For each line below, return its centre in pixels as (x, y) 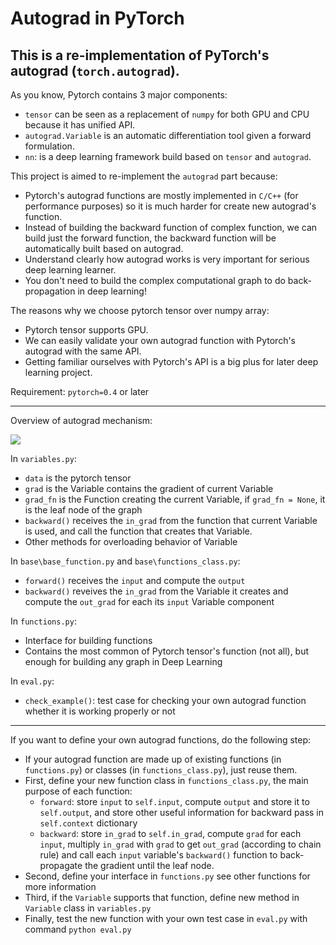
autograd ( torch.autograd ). (95, 70)
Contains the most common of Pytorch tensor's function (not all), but (167, 651)
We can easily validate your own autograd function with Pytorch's (160, 340)
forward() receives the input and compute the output (135, 580)
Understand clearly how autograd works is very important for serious (167, 259)
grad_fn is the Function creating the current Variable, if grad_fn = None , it (175, 499)
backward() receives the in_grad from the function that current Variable (171, 520)
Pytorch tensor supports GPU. (86, 330)
